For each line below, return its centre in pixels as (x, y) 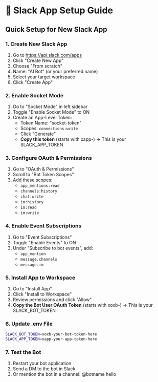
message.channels (39, 259)
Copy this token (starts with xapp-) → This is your (73, 139)
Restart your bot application (42, 364)
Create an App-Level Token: (42, 118)
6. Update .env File (29, 324)
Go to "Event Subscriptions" (42, 237)
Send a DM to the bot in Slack (44, 369)
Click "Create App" (33, 82)
